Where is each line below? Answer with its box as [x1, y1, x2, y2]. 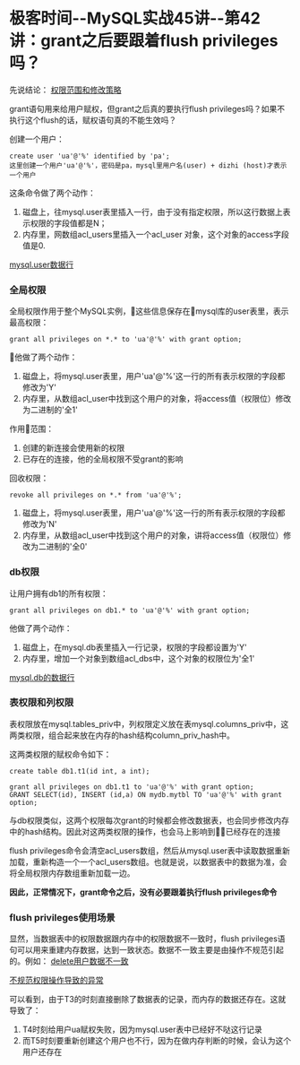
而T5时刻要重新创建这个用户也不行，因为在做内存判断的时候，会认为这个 [21, 1035, 292, 1046]
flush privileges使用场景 [9, 911, 116, 923]
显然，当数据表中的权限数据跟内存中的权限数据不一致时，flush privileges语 [9, 933, 286, 944]
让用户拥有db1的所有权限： [9, 588, 109, 599]
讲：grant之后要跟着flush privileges [9, 30, 279, 51]
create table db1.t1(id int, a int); [9, 766, 150, 775]
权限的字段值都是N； [30, 217, 107, 229]
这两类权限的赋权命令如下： [9, 749, 112, 759]
